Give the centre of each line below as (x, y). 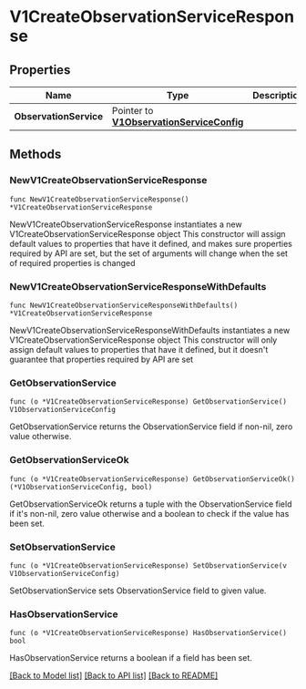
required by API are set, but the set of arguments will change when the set (149, 253)
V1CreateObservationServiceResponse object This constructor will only (143, 340)
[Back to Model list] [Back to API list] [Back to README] (114, 675)
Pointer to (133, 111)
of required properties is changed (72, 262)
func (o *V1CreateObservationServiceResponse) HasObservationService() (148, 633)
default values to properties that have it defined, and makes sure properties (151, 243)
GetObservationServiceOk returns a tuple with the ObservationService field (151, 504)
